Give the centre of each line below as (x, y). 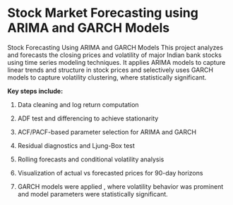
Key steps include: (35, 91)
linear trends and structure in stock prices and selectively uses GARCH (110, 70)
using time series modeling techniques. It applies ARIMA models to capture (116, 62)
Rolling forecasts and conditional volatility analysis (91, 159)
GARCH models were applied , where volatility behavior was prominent (120, 186)
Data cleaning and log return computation (78, 104)
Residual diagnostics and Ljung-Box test (76, 145)
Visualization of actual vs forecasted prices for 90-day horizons (110, 173)
